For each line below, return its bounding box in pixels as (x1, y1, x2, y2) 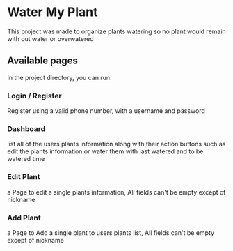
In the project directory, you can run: (7, 73, 112, 82)
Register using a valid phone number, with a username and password (7, 107, 205, 115)
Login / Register (7, 91, 62, 100)
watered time (7, 155, 45, 163)
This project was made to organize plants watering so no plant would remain (7, 27, 226, 36)
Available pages (7, 55, 78, 67)
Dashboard (7, 123, 46, 133)
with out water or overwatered (7, 34, 94, 43)
